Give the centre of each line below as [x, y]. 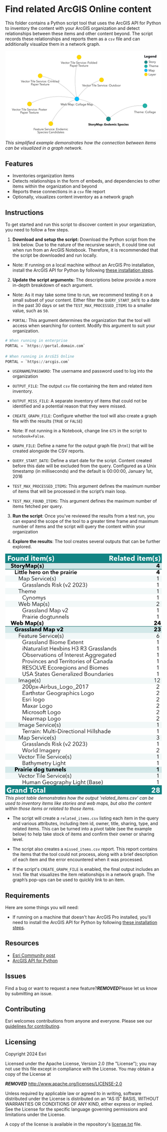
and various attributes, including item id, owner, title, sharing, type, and [85, 823]
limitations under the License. [35, 1115]
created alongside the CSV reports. [48, 451]
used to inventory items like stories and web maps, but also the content [78, 803]
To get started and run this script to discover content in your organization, [81, 224]
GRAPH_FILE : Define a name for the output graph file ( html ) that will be [83, 446]
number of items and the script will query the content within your [79, 526]
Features [19, 163]
